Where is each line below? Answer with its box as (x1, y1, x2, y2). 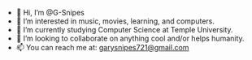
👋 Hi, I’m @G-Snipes (15, 8, 85, 17)
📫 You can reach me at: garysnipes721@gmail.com (15, 43, 189, 52)
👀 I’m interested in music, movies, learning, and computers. (15, 16, 215, 26)
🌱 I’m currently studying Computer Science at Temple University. (15, 25, 233, 34)
